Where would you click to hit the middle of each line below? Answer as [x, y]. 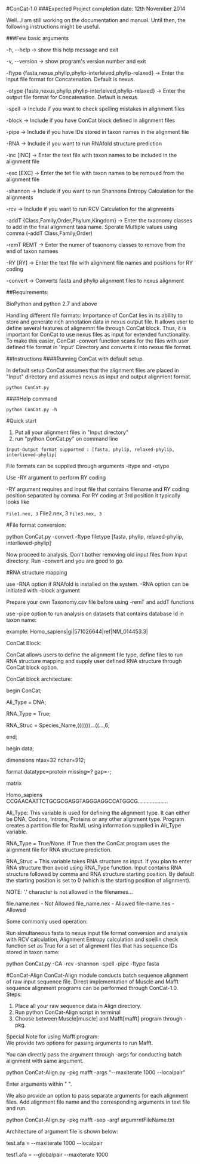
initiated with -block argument [43, 590]
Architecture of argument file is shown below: [62, 1131]
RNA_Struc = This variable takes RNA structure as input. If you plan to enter [99, 861]
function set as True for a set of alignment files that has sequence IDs [92, 946]
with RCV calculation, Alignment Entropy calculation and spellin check [92, 939]
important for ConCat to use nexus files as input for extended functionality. [98, 334]
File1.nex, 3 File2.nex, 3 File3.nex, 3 [54, 513]
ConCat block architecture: [39, 679]
